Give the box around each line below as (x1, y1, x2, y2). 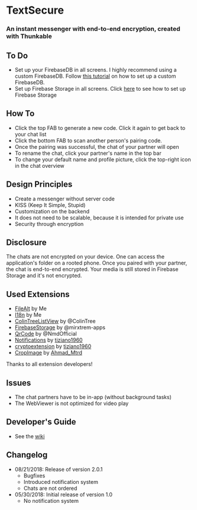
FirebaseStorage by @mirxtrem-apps (14, 324, 105, 331)
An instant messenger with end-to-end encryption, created (6, 25, 180, 33)
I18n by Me (14, 311, 42, 318)
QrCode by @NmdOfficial (14, 330, 77, 337)
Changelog (6, 450, 48, 460)
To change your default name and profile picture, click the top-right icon (14, 155, 191, 163)
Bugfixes (23, 472, 46, 479)
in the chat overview (14, 162, 65, 169)
